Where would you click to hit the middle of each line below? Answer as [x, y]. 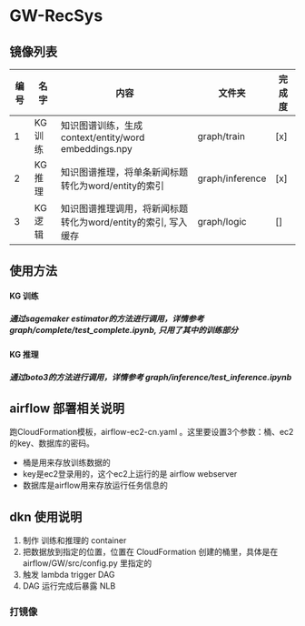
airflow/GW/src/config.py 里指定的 [87, 563]
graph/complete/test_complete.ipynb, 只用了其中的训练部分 [124, 329]
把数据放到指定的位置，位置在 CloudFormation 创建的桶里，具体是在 [150, 552]
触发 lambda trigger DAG [69, 575]
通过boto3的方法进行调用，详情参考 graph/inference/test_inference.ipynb [151, 377]
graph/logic [222, 222]
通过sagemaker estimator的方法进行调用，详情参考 [107, 318]
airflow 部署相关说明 [67, 408]
